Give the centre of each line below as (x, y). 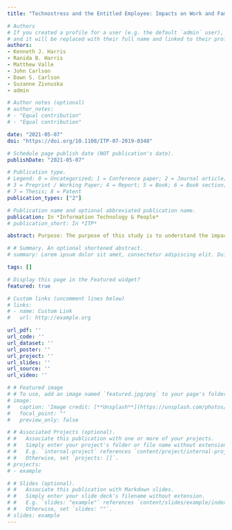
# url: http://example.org (49, 318)
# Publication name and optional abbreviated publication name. (101, 210)
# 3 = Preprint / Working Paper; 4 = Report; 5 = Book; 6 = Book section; (117, 185)
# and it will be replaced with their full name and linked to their (109, 39)
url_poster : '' (29, 350)
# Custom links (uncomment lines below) (66, 299)
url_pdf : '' (24, 330)
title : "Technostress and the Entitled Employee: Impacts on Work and (111, 13)
